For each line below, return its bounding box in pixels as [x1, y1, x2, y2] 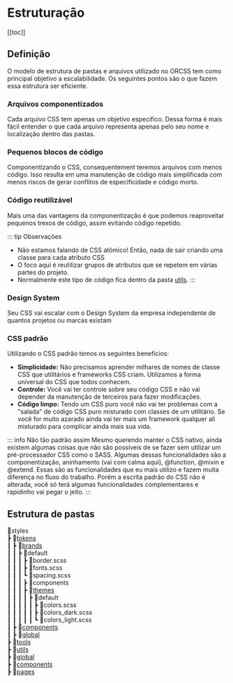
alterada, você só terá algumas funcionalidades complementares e [7, 480, 199, 489]
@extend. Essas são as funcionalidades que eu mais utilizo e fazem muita [7, 466, 220, 474]
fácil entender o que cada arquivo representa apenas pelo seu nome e [7, 122, 209, 131]
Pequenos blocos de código [7, 147, 103, 156]
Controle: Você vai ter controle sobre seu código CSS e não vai [17, 385, 200, 394]
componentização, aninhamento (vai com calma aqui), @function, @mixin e [7, 458, 225, 467]
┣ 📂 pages [7, 668, 35, 676]
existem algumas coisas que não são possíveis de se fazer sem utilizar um [7, 443, 221, 452]
